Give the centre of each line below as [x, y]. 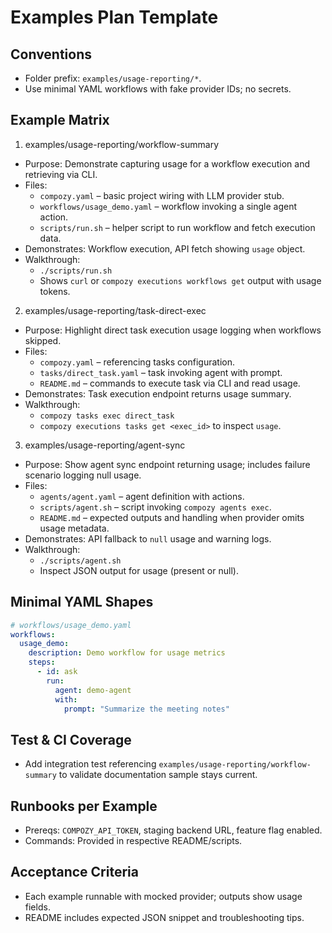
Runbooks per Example [84, 806]
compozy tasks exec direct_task [107, 416]
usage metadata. [74, 528]
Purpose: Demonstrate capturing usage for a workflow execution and [167, 163]
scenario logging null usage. [83, 475]
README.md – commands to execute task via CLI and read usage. [170, 383]
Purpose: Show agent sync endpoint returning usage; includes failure [167, 464]
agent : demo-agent [93, 690]
